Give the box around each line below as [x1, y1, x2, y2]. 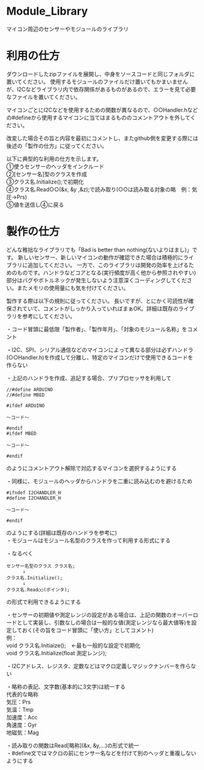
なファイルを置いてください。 [6, 93, 81, 100]
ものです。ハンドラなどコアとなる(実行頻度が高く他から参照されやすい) [16, 269, 197, 276]
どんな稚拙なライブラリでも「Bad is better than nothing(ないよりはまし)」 [6, 246, 192, 253]
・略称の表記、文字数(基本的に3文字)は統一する [6, 683, 126, 690]
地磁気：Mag [6, 728, 40, 736]
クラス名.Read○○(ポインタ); [6, 587, 70, 593]
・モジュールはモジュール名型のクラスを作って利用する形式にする [6, 537, 171, 544]
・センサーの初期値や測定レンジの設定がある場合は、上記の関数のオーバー [6, 611, 193, 618]
